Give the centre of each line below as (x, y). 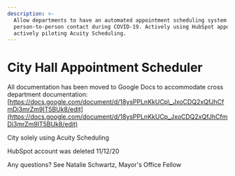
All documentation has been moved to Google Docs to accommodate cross (115, 87)
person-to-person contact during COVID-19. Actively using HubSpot (114, 27)
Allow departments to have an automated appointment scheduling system (120, 20)
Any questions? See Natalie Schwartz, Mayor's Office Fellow (94, 165)
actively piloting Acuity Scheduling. (70, 33)
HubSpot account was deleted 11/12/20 (64, 152)
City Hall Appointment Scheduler (105, 68)
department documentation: (48, 94)
